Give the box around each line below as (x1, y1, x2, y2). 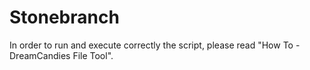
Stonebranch (9, 6, 120, 29)
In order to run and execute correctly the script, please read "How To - (9, 39, 301, 51)
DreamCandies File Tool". (9, 49, 114, 61)
